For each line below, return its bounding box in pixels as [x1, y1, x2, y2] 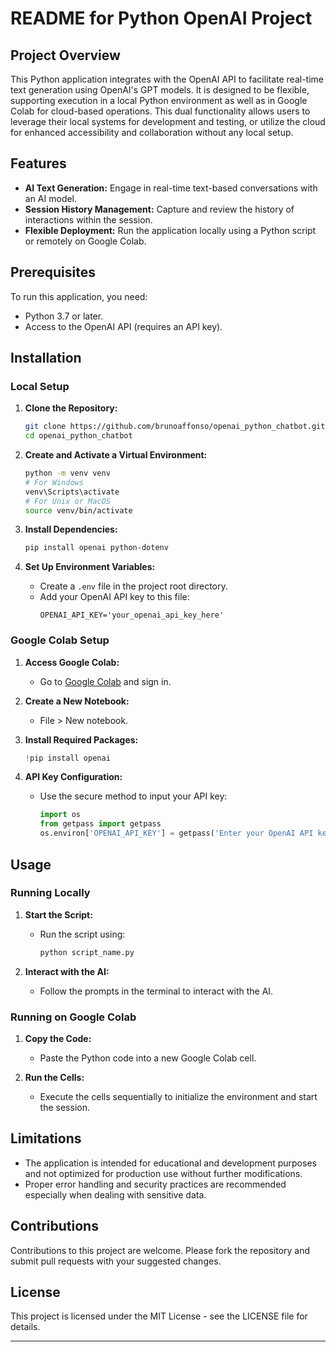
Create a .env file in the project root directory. [39, 580, 228, 592]
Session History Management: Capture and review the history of [24, 203, 295, 215]
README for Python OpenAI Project [10, 7, 313, 30]
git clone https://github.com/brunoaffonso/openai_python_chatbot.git [24, 422, 326, 432]
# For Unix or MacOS [24, 496, 111, 506]
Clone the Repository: [24, 402, 118, 414]
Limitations [10, 1130, 82, 1147]
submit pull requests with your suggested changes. [10, 1255, 222, 1267]
